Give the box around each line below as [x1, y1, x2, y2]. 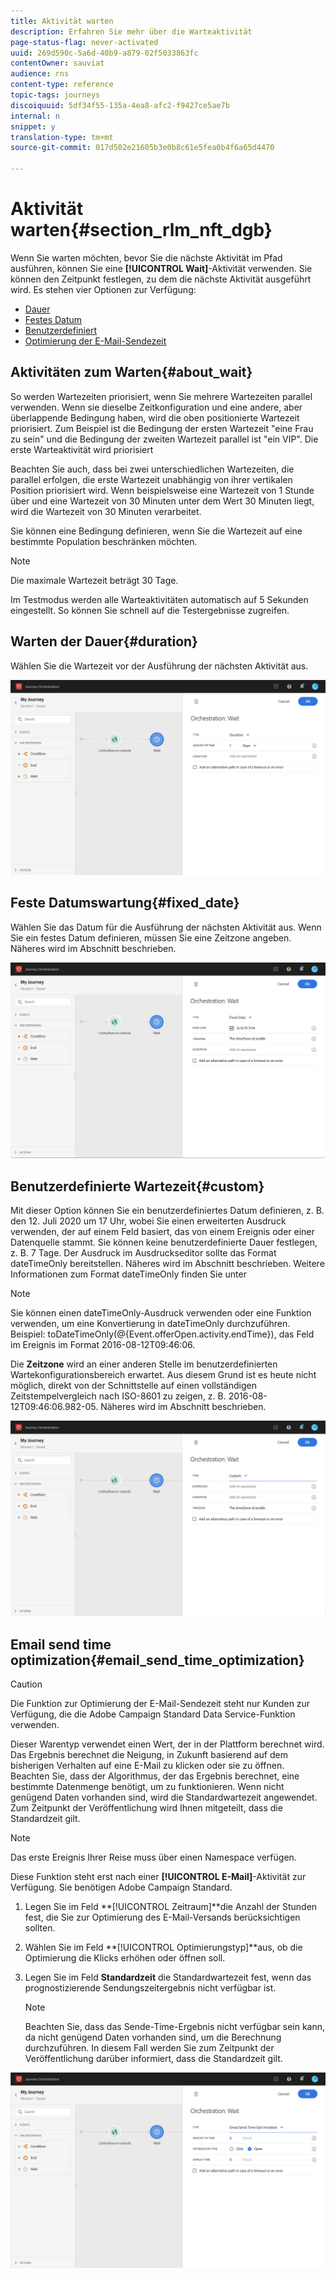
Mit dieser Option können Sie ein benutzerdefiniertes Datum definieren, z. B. [10, 1205, 325, 1217]
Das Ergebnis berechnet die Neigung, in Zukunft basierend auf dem [10, 1749, 288, 1761]
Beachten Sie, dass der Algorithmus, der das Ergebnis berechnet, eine [10, 1770, 300, 1782]
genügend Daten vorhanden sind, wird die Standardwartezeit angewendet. [10, 1791, 318, 1804]
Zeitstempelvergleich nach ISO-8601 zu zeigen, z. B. [10, 1390, 227, 1402]
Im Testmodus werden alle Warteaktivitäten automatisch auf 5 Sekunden [10, 593, 309, 605]
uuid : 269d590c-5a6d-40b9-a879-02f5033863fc [10, 48, 199, 58]
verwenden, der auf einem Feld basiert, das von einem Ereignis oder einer [10, 1226, 315, 1238]
